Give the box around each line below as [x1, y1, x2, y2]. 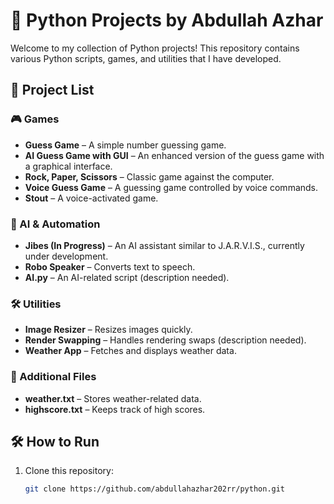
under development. [24, 250, 109, 262]
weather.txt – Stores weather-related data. [24, 392, 202, 404]
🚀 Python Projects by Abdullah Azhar [10, 9, 324, 32]
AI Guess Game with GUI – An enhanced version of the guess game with [24, 149, 325, 161]
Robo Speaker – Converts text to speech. [24, 260, 196, 273]
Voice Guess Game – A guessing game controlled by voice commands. [24, 181, 319, 193]
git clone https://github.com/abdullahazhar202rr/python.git [24, 484, 286, 494]
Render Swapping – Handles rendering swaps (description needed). [24, 334, 307, 346]
